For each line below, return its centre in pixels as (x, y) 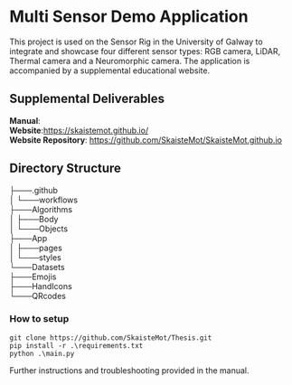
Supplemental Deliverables (87, 99)
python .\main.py (42, 353)
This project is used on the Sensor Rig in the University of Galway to (137, 42)
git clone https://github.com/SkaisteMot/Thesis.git (111, 338)
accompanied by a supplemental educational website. (110, 70)
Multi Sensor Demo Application (129, 17)
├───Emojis (33, 277)
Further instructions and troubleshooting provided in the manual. (129, 370)
